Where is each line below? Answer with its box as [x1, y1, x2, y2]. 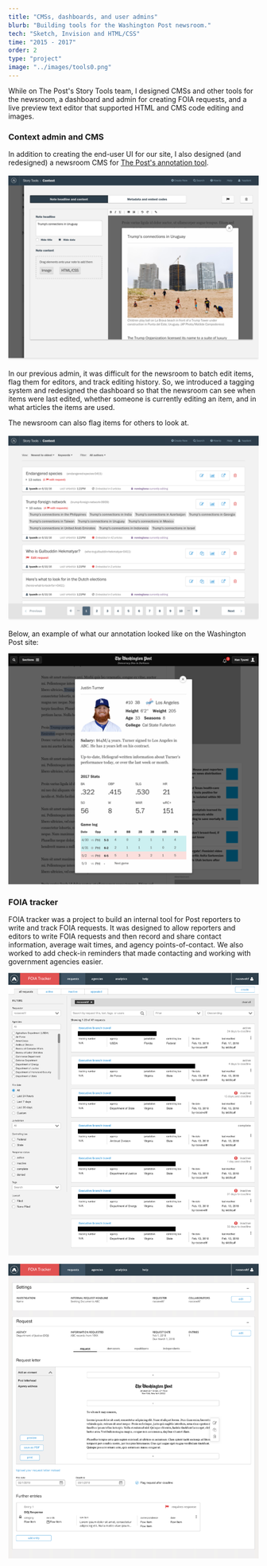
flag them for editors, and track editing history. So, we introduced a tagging [8, 377, 255, 387]
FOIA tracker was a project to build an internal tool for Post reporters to [8, 915, 241, 924]
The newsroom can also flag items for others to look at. [8, 418, 189, 428]
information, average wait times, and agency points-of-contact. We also [8, 940, 244, 950]
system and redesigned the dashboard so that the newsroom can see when [8, 386, 256, 396]
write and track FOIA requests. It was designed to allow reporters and [8, 924, 236, 933]
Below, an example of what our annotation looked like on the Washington [8, 629, 246, 639]
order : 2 [8, 46, 37, 55]
